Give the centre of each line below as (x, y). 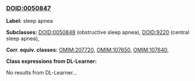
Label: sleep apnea (30, 21)
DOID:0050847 (29, 8)
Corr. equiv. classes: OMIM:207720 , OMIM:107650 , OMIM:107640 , (88, 50)
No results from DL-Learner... (42, 73)
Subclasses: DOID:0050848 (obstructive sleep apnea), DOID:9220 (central (98, 32)
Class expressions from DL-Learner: (51, 61)
